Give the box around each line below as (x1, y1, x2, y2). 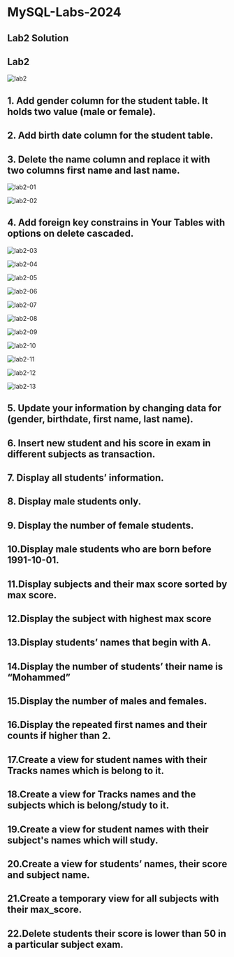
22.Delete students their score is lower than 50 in (7, 928, 227, 939)
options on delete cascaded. (7, 228, 134, 240)
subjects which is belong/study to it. (7, 799, 170, 811)
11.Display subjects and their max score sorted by (7, 578, 228, 590)
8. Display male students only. (7, 495, 142, 508)
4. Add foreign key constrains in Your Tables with (7, 216, 226, 228)
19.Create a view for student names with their (7, 823, 210, 835)
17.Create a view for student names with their (7, 754, 207, 766)
